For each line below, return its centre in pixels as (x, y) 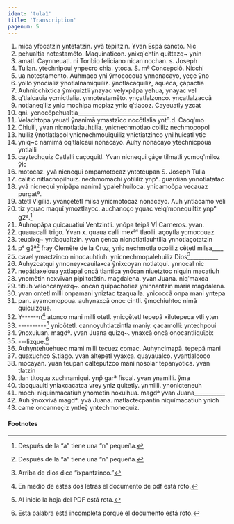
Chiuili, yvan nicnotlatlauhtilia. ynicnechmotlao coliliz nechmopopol (114, 128)
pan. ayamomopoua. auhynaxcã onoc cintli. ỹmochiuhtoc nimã (107, 301)
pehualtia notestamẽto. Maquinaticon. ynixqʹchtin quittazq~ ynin (110, 54)
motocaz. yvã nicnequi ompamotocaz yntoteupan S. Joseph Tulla (111, 172)
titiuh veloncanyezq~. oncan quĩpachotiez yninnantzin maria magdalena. (122, 286)
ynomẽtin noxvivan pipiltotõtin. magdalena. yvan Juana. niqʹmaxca (113, 279)
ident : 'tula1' (30, 14)
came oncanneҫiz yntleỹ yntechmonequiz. (78, 408)
